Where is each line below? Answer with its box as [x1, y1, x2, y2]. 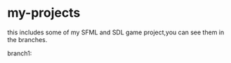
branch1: [7, 49, 32, 57]
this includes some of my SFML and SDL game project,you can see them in [7, 28, 225, 36]
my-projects [7, 5, 81, 21]
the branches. [7, 35, 48, 43]
